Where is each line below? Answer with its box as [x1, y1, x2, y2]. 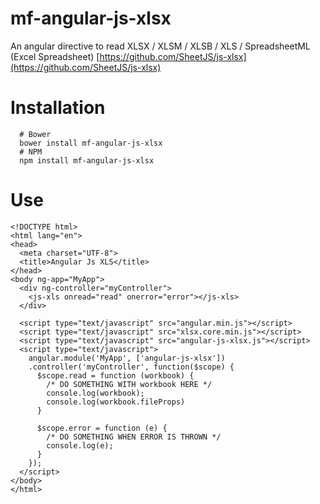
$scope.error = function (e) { [36, 423, 168, 433]
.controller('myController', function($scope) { [28, 362, 235, 372]
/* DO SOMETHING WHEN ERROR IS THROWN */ [46, 432, 222, 442]
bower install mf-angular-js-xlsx [19, 138, 163, 148]
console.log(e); [46, 440, 114, 451]
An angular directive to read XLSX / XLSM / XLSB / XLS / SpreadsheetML [10, 40, 311, 52]
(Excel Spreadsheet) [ [10, 50, 100, 62]
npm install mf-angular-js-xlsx [19, 155, 155, 166]
